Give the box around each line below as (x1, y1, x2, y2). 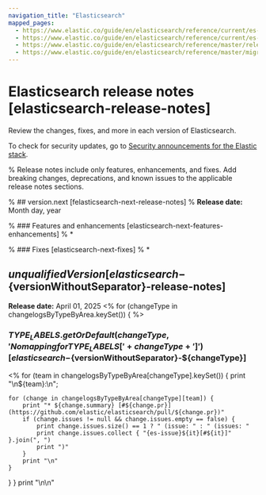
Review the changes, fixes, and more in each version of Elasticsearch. (8, 125, 237, 135)
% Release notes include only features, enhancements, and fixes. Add (8, 164, 237, 175)
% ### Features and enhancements (8, 221, 125, 230)
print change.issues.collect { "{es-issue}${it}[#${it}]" (36, 429, 232, 437)
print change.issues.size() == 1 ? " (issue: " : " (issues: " (36, 422, 249, 430)
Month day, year (8, 205, 62, 215)
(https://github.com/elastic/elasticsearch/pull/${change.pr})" (8, 408, 225, 416)
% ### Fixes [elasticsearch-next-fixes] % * (8, 244, 150, 254)
